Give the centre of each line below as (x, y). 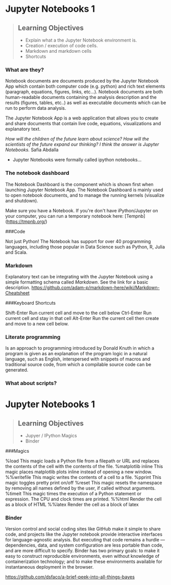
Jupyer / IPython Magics (51, 436)
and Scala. (16, 252)
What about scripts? (31, 384)
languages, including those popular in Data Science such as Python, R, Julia (85, 247)
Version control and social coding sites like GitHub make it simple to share (83, 529)
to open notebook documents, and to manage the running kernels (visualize (85, 195)
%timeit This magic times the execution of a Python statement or (74, 494)
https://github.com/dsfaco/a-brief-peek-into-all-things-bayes (70, 577)
